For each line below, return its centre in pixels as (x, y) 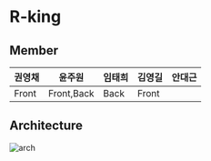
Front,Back (71, 93)
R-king (35, 17)
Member (34, 50)
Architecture (46, 126)
